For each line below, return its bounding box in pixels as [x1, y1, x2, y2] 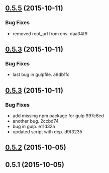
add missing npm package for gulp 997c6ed [12, 113, 104, 119]
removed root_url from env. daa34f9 [12, 30, 88, 37]
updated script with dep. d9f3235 [12, 129, 82, 135]
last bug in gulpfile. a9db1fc [12, 71, 70, 77]
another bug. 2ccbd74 [12, 118, 59, 124]
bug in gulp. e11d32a [12, 123, 55, 130]
